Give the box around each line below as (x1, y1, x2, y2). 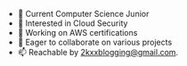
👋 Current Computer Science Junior (17, 9, 150, 19)
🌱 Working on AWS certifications (17, 28, 138, 37)
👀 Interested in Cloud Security (17, 18, 128, 29)
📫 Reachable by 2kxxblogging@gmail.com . (17, 47, 179, 57)
